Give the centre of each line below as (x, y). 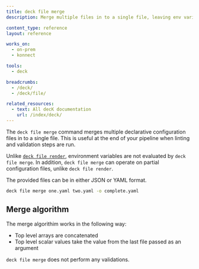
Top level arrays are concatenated (57, 235)
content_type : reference (37, 28)
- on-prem (23, 50)
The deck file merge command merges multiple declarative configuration (96, 132)
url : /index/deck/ (39, 115)
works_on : (18, 44)
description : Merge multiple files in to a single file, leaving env (94, 17)
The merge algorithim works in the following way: (66, 224)
